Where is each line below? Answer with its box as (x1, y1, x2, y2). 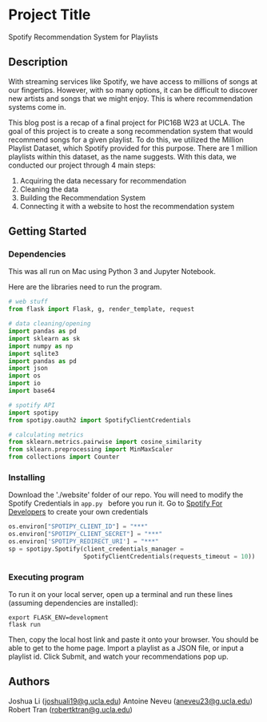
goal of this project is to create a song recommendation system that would (8, 126, 253, 135)
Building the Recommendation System (19, 192, 146, 202)
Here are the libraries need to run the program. (8, 282, 162, 292)
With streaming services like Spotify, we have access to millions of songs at (8, 76, 258, 86)
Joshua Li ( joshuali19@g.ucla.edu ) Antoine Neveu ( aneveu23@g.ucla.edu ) (8, 696, 253, 706)
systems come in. (8, 102, 66, 111)
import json (8, 365, 48, 373)
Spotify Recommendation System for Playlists (8, 32, 158, 42)
